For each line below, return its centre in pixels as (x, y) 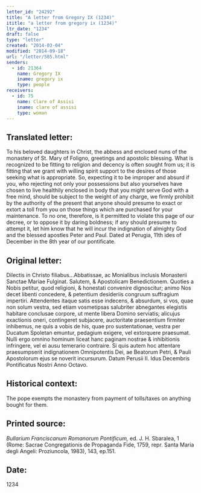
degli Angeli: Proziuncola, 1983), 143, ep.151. (61, 451)
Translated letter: (40, 137)
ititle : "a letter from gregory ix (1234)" (62, 23)
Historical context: (42, 384)
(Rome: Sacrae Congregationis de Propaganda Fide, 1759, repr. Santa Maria (100, 445)
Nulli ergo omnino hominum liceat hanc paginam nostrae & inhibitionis (93, 339)
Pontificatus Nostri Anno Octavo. (47, 365)
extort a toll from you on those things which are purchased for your (90, 209)
